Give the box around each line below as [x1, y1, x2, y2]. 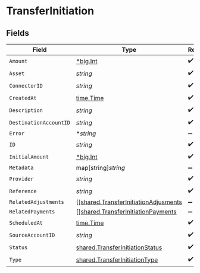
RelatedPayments [9, 209, 55, 215]
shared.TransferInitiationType [76, 255, 158, 263]
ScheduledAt [9, 219, 43, 226]
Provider [9, 175, 34, 182]
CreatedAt [9, 94, 37, 101]
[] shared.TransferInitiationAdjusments [76, 198, 183, 206]
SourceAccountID [9, 231, 55, 238]
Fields [6, 28, 30, 38]
